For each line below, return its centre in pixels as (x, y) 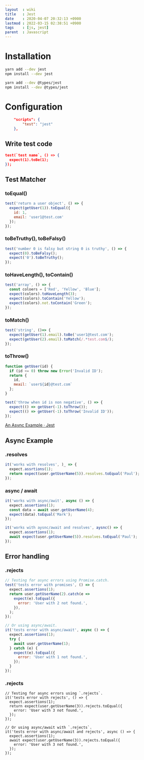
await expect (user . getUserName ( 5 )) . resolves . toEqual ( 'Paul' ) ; (73, 537)
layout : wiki (20, 10)
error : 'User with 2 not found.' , (53, 603)
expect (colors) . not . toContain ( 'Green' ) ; (51, 303)
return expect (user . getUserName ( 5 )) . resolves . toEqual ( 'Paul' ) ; (75, 473)
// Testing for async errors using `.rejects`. (54, 693)
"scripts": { (27, 120)
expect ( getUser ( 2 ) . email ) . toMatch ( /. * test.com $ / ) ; (62, 339)
